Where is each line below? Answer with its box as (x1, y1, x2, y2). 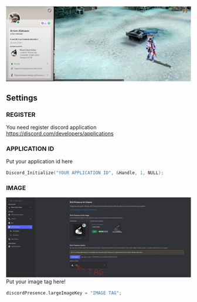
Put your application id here (6, 158, 73, 165)
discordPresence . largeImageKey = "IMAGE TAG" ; (6, 290, 122, 296)
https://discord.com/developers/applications (6, 130, 114, 137)
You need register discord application (6, 124, 97, 131)
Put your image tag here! (6, 278, 66, 285)
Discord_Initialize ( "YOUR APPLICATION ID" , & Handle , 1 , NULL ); (6, 170, 164, 176)
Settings (6, 93, 38, 103)
